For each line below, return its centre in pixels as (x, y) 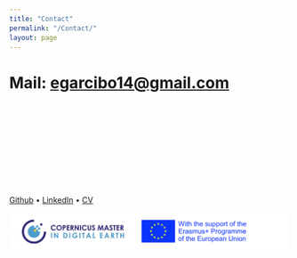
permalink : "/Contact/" (53, 28)
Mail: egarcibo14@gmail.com (119, 82)
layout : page (33, 37)
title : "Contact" (41, 19)
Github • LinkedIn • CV (51, 200)
